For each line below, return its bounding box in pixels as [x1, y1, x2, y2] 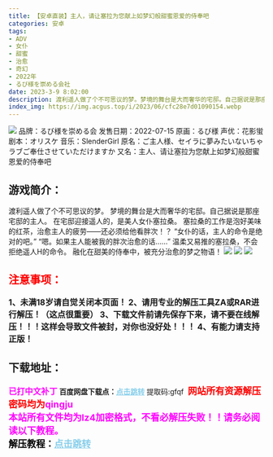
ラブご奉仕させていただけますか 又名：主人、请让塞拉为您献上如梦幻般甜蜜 [8, 147, 260, 156]
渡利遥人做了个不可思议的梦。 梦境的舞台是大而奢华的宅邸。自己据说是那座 [8, 205, 260, 216]
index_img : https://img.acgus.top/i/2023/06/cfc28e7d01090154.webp [8, 103, 242, 111]
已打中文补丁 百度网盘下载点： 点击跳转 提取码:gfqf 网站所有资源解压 [8, 384, 262, 397]
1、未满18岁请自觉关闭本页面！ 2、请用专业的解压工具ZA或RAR [8, 297, 252, 308]
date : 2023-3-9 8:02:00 [8, 87, 89, 96]
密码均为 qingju [8, 398, 74, 410]
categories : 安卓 [8, 20, 65, 28]
